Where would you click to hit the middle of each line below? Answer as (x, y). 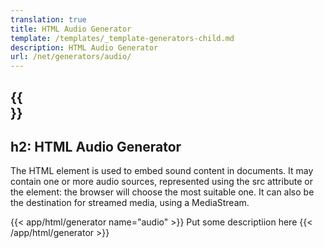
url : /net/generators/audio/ (71, 57)
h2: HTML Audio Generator (96, 146)
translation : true (48, 19)
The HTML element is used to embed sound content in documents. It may (162, 171)
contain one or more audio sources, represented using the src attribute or (161, 182)
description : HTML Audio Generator (84, 47)
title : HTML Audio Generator (71, 29)
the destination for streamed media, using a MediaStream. (130, 203)
